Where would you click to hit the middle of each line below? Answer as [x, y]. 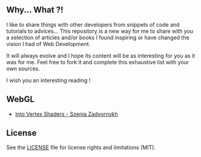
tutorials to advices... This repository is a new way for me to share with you [100, 31]
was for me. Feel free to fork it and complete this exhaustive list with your [98, 62]
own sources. [23, 68]
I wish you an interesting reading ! [48, 80]
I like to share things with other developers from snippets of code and [93, 24]
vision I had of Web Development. [48, 44]
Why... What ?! [35, 10]
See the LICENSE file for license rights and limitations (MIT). [81, 147]
